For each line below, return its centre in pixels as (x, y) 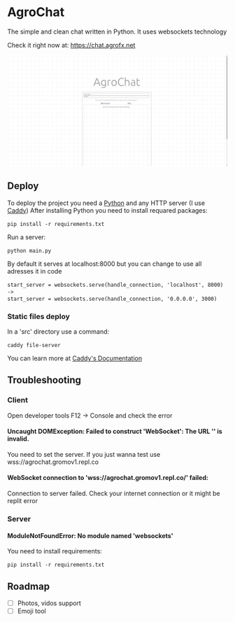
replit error (23, 501)
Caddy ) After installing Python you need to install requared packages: (107, 210)
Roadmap (29, 586)
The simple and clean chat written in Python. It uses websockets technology (117, 31)
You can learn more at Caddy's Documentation (74, 358)
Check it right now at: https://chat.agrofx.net (71, 45)
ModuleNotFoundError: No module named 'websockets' (90, 535)
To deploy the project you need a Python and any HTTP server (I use (106, 203)
